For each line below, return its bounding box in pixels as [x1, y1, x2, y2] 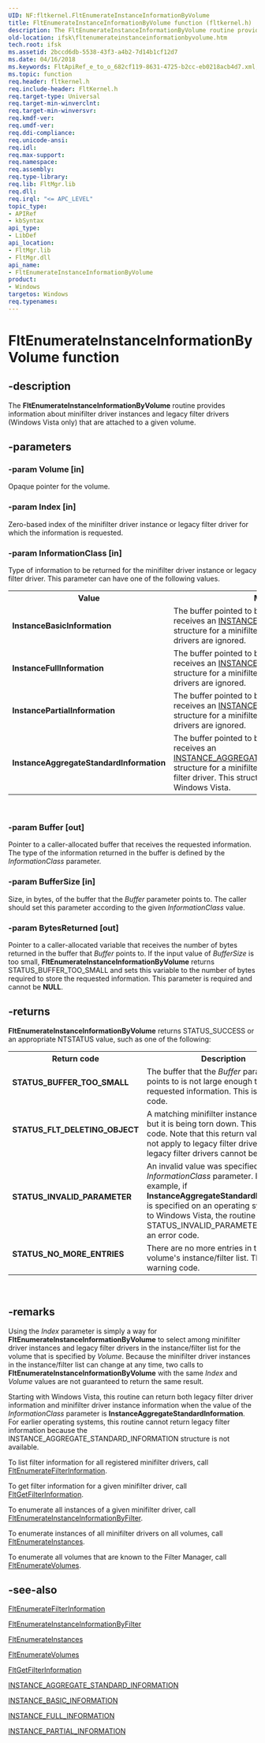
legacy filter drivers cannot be [146, 1147, 258, 1158]
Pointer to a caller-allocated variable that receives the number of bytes [8, 940, 238, 949]
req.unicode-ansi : [8, 136, 69, 144]
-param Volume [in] [8, 464, 84, 475]
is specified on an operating [146, 1200, 250, 1211]
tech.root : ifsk [8, 41, 62, 49]
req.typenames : [8, 297, 58, 305]
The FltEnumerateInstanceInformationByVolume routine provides [8, 400, 226, 410]
